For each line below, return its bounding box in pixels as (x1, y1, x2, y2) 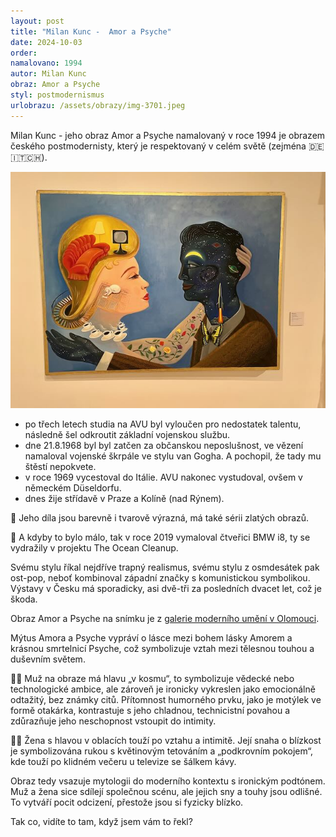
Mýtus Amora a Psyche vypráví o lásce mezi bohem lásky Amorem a (10, 631, 293, 644)
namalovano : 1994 (10, 58, 83, 69)
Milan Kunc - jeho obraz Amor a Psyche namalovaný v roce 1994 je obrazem (10, 129, 326, 141)
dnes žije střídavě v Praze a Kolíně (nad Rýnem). (24, 492, 225, 504)
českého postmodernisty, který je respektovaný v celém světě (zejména (10, 140, 307, 152)
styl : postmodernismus (10, 90, 105, 100)
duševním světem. (10, 653, 86, 665)
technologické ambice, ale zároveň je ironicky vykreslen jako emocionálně (10, 683, 316, 695)
